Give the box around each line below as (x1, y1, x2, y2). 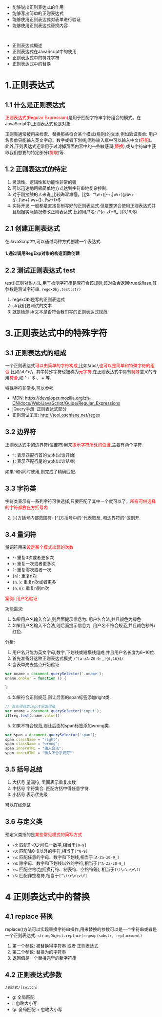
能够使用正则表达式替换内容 (12, 23, 68, 28)
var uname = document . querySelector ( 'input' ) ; (5, 708, 101, 713)
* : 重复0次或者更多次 (12, 555, 54, 561)
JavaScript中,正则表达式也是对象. (5, 121, 72, 126)
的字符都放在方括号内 (5, 504, 48, 510)
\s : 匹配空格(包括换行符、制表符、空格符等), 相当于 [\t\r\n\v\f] (12, 866, 141, 872)
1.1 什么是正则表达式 (5, 101, 65, 109)
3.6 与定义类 (5, 817, 43, 826)
